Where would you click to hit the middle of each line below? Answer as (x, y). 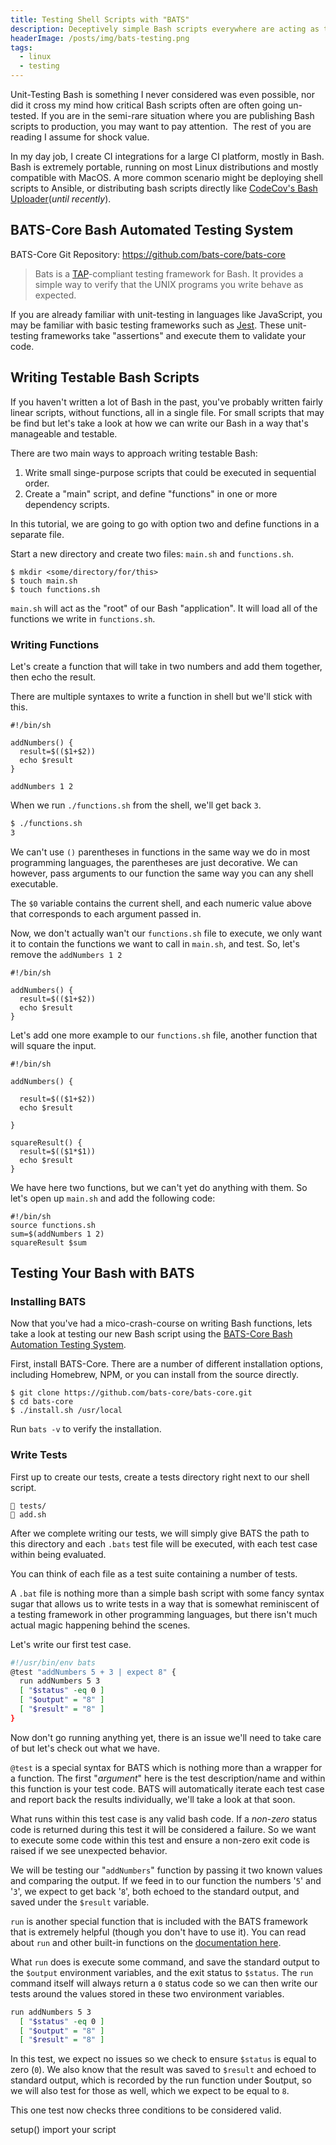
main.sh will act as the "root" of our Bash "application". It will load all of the (164, 608)
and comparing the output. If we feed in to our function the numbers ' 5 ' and (166, 1880)
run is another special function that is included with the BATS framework (159, 1921)
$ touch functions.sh (55, 589)
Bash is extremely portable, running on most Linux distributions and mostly (164, 167)
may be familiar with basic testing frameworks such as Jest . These (148, 325)
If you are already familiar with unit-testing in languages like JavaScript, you (166, 314)
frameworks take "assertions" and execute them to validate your (173, 335)
